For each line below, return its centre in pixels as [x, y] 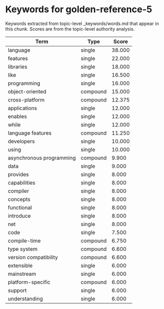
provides [18, 174]
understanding [26, 298]
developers [21, 141]
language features [30, 133]
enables [17, 116]
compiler [18, 191]
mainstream [22, 274]
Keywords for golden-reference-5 [79, 9]
